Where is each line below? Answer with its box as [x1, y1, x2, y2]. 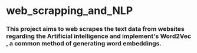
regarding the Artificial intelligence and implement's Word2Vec [6, 32, 192, 40]
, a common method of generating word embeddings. [6, 40, 162, 48]
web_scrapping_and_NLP [6, 4, 133, 17]
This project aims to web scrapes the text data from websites [6, 25, 185, 33]
